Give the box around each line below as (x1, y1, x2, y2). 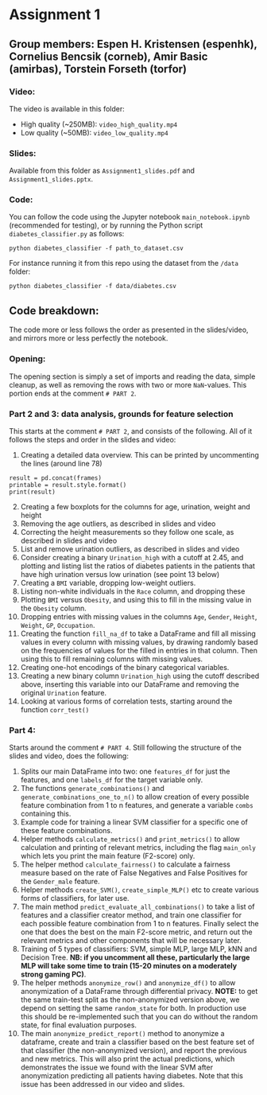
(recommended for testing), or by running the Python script (9, 220, 203, 230)
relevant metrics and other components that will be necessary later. (20, 936, 242, 945)
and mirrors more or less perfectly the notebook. (9, 333, 168, 343)
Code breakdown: (9, 304, 99, 318)
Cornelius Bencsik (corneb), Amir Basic (9, 49, 208, 63)
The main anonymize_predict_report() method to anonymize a (20, 1029, 225, 1038)
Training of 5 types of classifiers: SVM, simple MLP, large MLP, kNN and (20, 945, 257, 954)
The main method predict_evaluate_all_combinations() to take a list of (20, 902, 255, 912)
